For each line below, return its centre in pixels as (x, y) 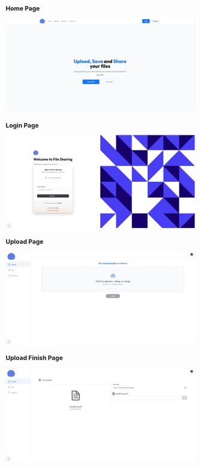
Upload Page (25, 241)
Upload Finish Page (34, 358)
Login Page (22, 125)
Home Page (23, 8)
